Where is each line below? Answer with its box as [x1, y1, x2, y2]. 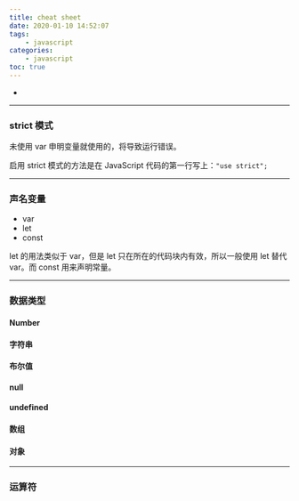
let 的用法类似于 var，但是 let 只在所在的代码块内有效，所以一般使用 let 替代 [9, 251, 287, 262]
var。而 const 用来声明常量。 [9, 262, 117, 272]
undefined [9, 402, 49, 413]
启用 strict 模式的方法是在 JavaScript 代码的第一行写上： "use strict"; [9, 160, 269, 171]
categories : [9, 46, 53, 55]
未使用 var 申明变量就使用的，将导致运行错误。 [9, 141, 182, 152]
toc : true [9, 63, 46, 72]
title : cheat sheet [9, 12, 82, 22]
